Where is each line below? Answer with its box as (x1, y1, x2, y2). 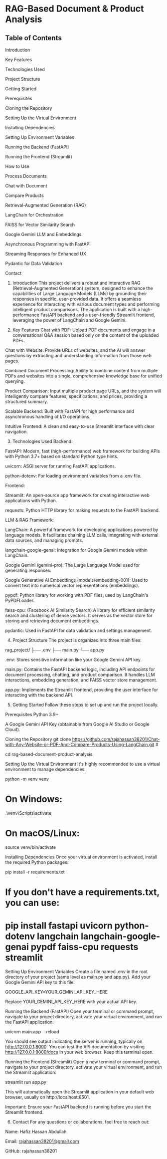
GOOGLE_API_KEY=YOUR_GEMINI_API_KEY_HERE (5, 989, 108, 995)
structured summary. (5, 399, 48, 404)
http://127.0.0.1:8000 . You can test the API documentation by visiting (5, 1044, 145, 1050)
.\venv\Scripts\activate (5, 810, 51, 816)
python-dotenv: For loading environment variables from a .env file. (5, 473, 142, 479)
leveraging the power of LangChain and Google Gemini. (12, 317, 127, 323)
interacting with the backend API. (5, 692, 74, 698)
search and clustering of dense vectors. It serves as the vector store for (5, 612, 153, 618)
